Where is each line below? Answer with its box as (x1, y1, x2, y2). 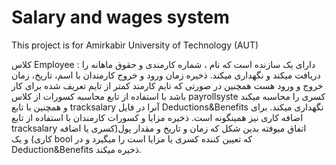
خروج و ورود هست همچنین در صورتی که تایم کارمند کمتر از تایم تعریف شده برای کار (11, 79, 324, 91)
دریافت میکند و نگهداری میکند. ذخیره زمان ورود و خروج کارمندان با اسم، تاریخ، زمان (11, 69, 321, 81)
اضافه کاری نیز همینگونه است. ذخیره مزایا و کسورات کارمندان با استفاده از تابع (11, 111, 304, 123)
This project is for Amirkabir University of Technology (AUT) (11, 39, 259, 51)
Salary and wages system (11, 6, 230, 29)
